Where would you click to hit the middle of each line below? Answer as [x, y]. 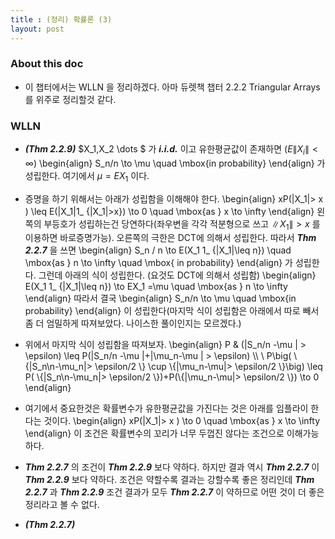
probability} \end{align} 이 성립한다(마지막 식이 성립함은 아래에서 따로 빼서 [172, 311]
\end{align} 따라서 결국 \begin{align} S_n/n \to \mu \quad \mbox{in [160, 298]
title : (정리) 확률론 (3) [61, 19]
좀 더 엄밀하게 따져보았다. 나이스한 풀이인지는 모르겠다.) [133, 323]
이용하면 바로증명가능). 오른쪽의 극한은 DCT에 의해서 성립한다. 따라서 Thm [170, 238]
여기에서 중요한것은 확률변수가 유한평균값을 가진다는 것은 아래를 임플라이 [166, 408]
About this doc [47, 64]
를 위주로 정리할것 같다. [70, 99]
